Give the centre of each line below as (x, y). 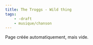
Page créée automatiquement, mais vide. (47, 37)
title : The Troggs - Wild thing (38, 10)
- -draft (23, 19)
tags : (11, 14)
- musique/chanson (33, 23)
